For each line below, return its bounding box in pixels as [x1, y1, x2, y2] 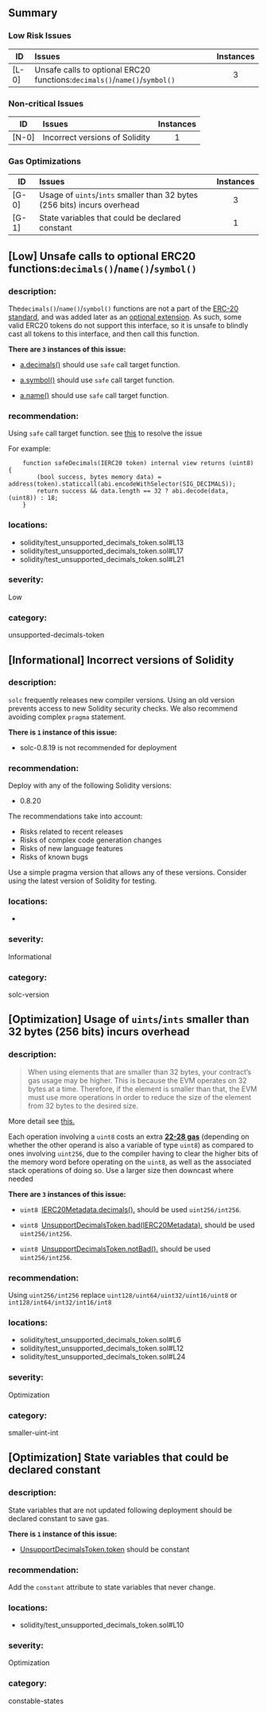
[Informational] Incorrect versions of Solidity [8, 653, 234, 667]
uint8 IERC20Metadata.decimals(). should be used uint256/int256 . [19, 1204, 242, 1214]
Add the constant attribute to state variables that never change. [8, 1582, 216, 1592]
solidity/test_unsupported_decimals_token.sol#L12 [19, 1343, 184, 1354]
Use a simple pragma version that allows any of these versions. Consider [8, 868, 247, 877]
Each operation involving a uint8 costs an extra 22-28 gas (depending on [8, 1132, 250, 1141]
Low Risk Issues [8, 30, 72, 41]
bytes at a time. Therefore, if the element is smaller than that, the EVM [27, 1084, 257, 1094]
